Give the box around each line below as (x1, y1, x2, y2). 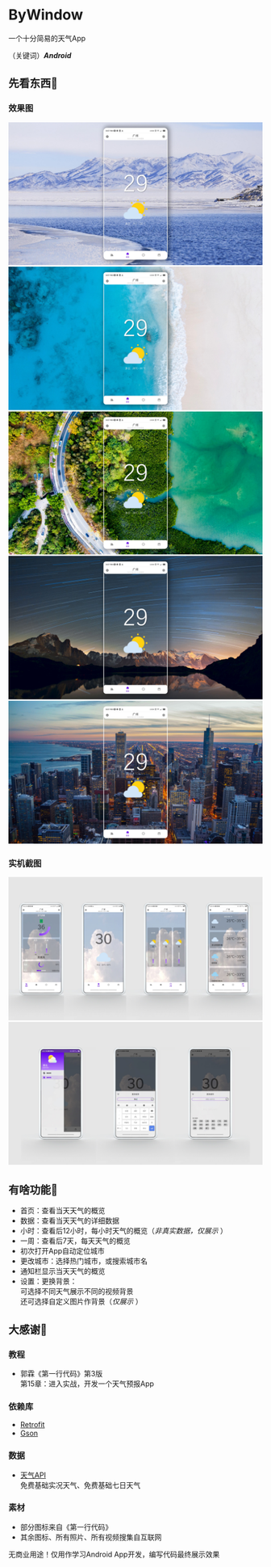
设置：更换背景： (19, 1276, 77, 1286)
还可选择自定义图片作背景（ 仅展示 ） (19, 1296, 143, 1306)
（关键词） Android (8, 50, 72, 60)
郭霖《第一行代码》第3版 (19, 1368, 103, 1378)
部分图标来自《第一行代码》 (19, 1522, 113, 1531)
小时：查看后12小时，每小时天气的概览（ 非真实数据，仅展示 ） (19, 1226, 227, 1236)
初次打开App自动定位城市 (19, 1246, 105, 1256)
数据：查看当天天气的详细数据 (19, 1216, 119, 1225)
